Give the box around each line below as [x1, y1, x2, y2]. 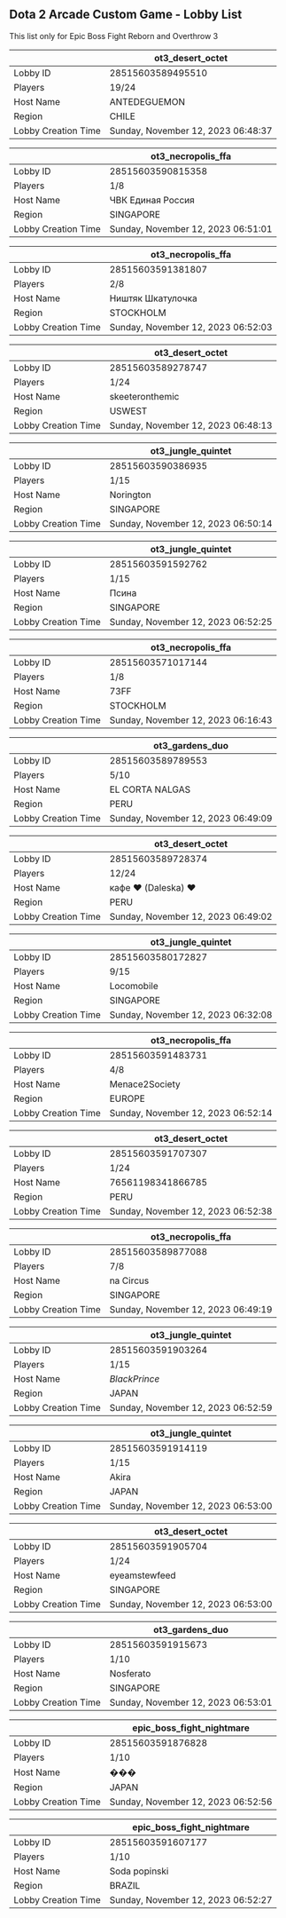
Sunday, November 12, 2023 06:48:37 [109, 124, 273, 137]
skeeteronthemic [109, 390, 180, 402]
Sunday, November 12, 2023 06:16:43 [109, 714, 273, 726]
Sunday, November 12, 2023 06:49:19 [109, 1303, 273, 1315]
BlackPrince [109, 1372, 160, 1384]
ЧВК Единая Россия [109, 194, 195, 206]
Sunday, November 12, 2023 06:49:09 [109, 812, 273, 824]
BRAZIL [109, 1879, 141, 1891]
